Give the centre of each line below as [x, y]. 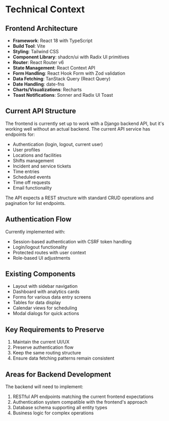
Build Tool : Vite [29, 46]
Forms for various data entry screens [52, 297]
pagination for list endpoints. [35, 203]
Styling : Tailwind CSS [36, 51]
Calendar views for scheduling [45, 308]
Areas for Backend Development [58, 374]
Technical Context [45, 9]
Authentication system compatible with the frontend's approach [80, 402]
